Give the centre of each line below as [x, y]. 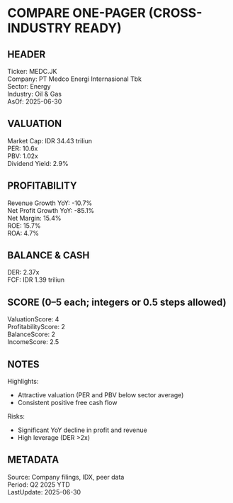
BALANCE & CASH [49, 256]
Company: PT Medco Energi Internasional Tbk [74, 79]
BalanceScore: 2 [31, 334]
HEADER [27, 54]
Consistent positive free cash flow [67, 403]
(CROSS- [175, 13]
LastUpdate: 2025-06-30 [44, 492]
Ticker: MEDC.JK [33, 71]
